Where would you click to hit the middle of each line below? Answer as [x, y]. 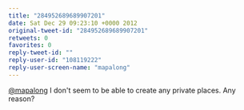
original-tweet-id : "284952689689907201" [78, 30]
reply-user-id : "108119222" [55, 61]
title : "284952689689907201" [57, 16]
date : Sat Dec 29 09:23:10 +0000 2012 [73, 23]
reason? [22, 98]
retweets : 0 [28, 38]
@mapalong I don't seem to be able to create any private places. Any [122, 90]
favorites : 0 [30, 45]
